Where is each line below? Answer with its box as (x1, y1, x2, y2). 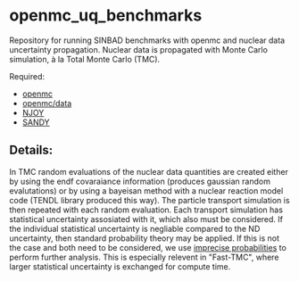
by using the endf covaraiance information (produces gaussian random (9, 176, 270, 186)
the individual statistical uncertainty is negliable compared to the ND (9, 223, 261, 234)
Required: (9, 70, 46, 81)
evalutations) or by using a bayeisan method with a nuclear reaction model (9, 185, 284, 196)
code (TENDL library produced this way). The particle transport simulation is (9, 194, 290, 205)
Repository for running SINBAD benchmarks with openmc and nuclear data (9, 35, 286, 45)
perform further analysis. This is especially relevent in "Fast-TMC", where (9, 252, 279, 262)
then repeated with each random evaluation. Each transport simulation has (9, 204, 284, 215)
